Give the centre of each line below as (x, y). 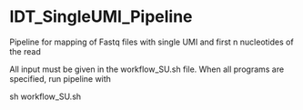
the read (25, 51)
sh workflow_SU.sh (45, 96)
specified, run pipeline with (61, 78)
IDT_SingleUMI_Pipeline (101, 17)
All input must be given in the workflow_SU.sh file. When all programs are (147, 69)
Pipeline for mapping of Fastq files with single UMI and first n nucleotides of (151, 42)
